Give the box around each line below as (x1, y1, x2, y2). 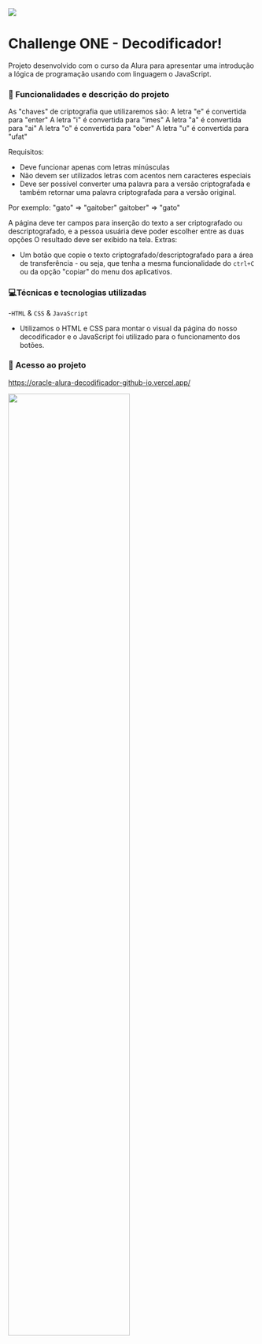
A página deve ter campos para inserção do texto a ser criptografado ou (8, 218, 242, 228)
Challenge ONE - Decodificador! (8, 35, 223, 53)
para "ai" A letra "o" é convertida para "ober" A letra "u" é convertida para (8, 124, 249, 133)
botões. (19, 340, 45, 349)
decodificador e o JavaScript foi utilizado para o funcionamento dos (19, 331, 241, 342)
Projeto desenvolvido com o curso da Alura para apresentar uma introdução (8, 61, 254, 70)
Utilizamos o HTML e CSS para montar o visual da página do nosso (19, 323, 238, 333)
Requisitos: (8, 147, 45, 157)
